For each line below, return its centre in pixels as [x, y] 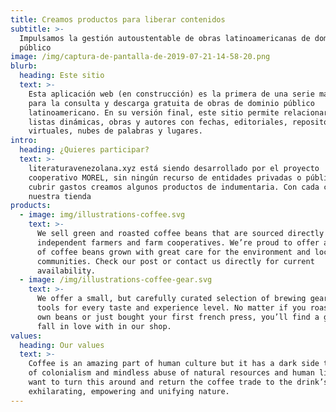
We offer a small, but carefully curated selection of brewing [171, 299]
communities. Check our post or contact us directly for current [175, 261]
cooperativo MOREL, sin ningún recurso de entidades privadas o [165, 177]
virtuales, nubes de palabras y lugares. [115, 131]
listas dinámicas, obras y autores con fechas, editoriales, [158, 122]
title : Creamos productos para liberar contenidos [118, 19]
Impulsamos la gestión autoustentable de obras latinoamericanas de [165, 38]
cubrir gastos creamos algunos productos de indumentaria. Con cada [174, 187]
